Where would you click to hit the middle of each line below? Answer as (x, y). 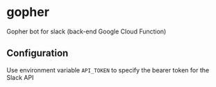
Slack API (20, 77)
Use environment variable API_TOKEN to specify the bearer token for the (108, 70)
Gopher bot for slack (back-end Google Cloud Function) (86, 31)
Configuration (38, 53)
